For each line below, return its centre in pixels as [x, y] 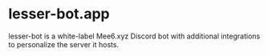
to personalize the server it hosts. [63, 44]
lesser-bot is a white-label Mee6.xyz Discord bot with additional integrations [134, 36]
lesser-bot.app [59, 14]
